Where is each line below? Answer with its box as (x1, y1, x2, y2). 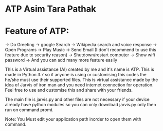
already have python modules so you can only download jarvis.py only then (5, 102, 157, 108)
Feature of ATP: (5, 26, 70, 37)
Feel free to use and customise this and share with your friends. (5, 87, 133, 93)
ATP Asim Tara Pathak (5, 3, 96, 15)
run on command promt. (5, 107, 54, 113)
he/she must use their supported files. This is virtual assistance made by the (5, 77, 158, 83)
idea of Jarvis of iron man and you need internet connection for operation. (5, 82, 154, 88)
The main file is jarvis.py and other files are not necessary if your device (5, 97, 150, 102)
